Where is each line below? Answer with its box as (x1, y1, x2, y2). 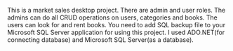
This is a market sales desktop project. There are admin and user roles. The (7, 6, 226, 14)
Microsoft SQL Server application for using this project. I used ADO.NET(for (7, 28, 225, 36)
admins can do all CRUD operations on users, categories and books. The (7, 13, 218, 22)
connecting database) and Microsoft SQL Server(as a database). (7, 36, 194, 44)
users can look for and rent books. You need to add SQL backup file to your (7, 21, 226, 29)
